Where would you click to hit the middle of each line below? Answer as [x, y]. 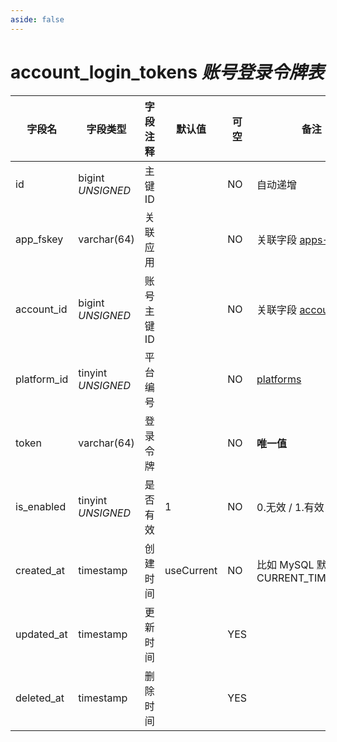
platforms [279, 379]
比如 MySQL [285, 564]
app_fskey [39, 239]
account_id [41, 309]
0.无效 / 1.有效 [290, 507]
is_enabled [41, 506]
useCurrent [191, 570]
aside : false [37, 19]
